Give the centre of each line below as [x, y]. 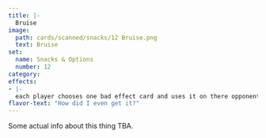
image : [19, 30]
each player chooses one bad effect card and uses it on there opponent [138, 96]
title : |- [25, 15]
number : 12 [33, 67]
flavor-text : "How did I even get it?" [74, 103]
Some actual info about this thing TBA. [71, 126]
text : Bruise [37, 45]
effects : [23, 81]
